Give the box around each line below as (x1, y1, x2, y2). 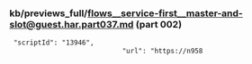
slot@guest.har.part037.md (9, 18, 134, 30)
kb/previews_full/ (9, 7, 88, 20)
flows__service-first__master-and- (86, 7, 243, 20)
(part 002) (135, 18, 183, 30)
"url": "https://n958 (121, 47, 203, 56)
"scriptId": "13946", (13, 38, 94, 47)
